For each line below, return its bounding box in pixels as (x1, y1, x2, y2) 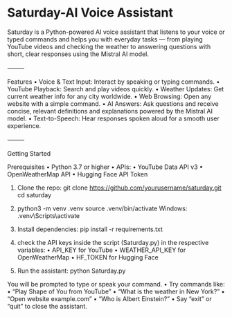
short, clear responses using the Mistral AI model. (7, 50, 150, 58)
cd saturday (17, 190, 52, 199)
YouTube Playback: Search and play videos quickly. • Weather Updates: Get (7, 84, 224, 93)
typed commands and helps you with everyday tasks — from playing (7, 35, 203, 43)
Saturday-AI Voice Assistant (7, 5, 174, 21)
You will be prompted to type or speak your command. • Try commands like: (7, 280, 225, 288)
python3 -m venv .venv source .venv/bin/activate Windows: (17, 204, 188, 212)
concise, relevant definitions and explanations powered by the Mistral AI (7, 107, 213, 115)
